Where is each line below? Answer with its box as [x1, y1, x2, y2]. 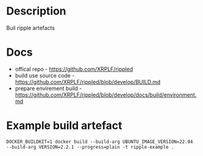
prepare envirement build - [14, 85, 82, 92]
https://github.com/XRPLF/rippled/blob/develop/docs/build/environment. [14, 91, 197, 98]
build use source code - [14, 71, 75, 79]
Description [6, 4, 66, 18]
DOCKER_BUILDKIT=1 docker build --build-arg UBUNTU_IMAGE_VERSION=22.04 [6, 138, 193, 145]
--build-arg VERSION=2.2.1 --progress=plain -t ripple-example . [6, 144, 174, 150]
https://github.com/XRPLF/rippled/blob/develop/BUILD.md [14, 78, 161, 85]
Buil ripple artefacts [6, 24, 56, 31]
